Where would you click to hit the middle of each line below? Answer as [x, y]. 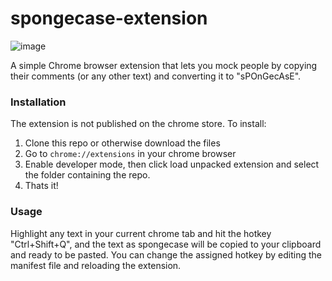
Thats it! [41, 186]
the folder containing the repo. [87, 175]
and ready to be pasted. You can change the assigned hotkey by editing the [166, 254]
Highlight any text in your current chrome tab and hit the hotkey [141, 233]
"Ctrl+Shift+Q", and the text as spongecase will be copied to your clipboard [166, 244]
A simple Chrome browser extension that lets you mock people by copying [164, 65]
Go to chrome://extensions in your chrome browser [130, 154]
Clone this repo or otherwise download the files [122, 143]
